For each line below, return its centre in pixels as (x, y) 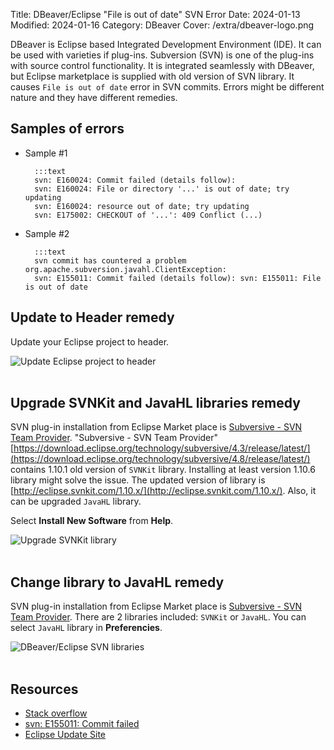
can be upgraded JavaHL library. (76, 501)
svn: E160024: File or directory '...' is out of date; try (162, 189)
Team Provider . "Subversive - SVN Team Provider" (114, 438)
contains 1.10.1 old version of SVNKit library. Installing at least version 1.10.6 (163, 470)
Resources (44, 689)
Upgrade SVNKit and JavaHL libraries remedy (155, 403)
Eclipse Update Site (65, 735)
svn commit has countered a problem (110, 260)
